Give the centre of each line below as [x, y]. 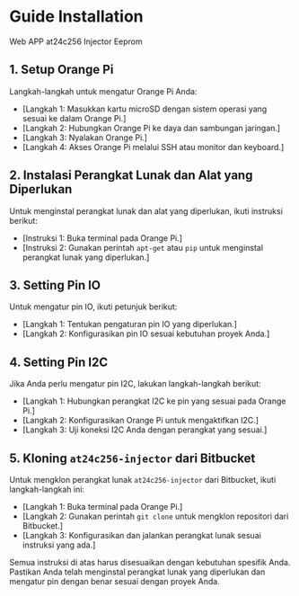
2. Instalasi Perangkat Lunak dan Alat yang [131, 176]
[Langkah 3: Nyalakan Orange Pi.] [85, 138]
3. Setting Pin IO [55, 285]
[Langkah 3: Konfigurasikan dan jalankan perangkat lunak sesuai [142, 535]
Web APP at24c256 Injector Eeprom [76, 41]
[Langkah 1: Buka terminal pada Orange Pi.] [102, 507]
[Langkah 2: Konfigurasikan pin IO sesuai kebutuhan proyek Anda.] [146, 334]
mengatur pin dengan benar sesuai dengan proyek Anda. [114, 581]
